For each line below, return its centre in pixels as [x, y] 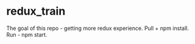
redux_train [36, 11]
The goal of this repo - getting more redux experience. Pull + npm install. [97, 28]
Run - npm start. [27, 34]
